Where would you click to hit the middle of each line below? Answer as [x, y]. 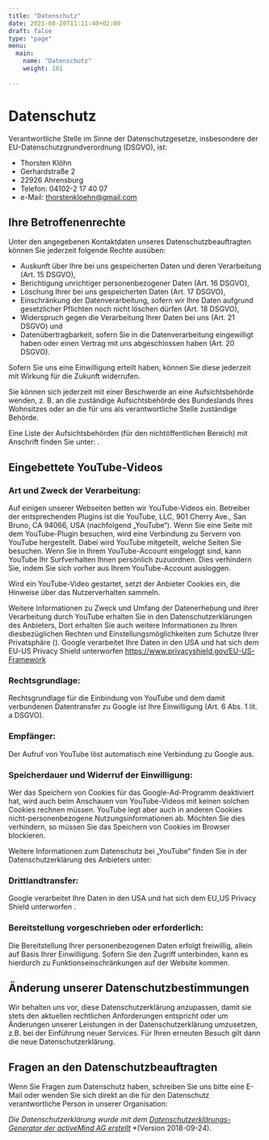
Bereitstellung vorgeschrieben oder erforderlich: [106, 928]
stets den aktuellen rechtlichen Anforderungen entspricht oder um [118, 1016]
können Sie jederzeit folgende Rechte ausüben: [87, 251]
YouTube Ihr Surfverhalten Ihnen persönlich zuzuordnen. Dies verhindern [130, 559]
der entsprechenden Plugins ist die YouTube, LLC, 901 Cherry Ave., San [127, 517]
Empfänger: [32, 737]
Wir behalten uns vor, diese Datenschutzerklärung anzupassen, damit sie [130, 1007]
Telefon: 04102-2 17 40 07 [63, 188]
